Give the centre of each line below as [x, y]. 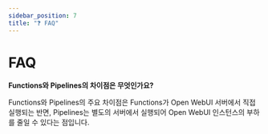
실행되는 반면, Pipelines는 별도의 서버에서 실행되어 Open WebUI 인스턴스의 [127, 112]
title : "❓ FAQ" [34, 23]
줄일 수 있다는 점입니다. [53, 122]
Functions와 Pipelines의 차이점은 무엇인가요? [81, 85]
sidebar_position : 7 [43, 16]
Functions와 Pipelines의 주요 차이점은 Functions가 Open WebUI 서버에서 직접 [132, 102]
